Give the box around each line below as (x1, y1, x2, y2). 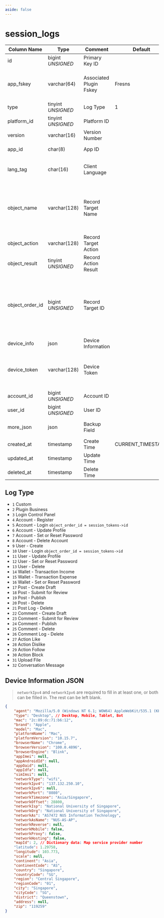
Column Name (8, 46, 42, 53)
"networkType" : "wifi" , (14, 777, 62, 782)
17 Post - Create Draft (12, 584, 56, 590)
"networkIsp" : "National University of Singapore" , (14, 804, 121, 809)
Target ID (83, 304, 105, 311)
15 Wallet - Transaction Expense (12, 574, 77, 580)
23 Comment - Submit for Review (12, 616, 79, 621)
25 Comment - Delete (12, 626, 55, 632)
